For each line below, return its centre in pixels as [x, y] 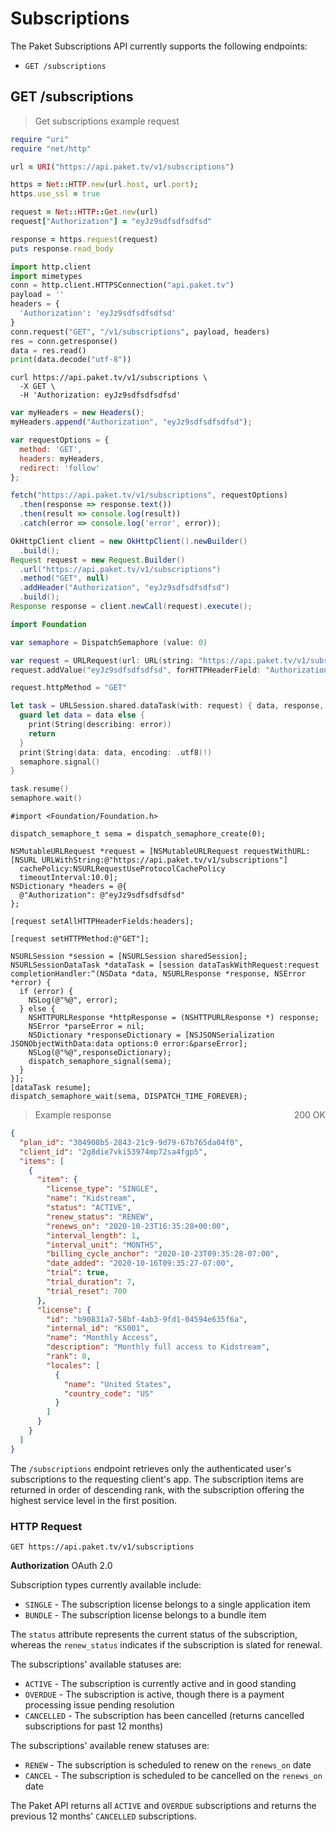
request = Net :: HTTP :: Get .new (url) [84, 212]
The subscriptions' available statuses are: [96, 1664]
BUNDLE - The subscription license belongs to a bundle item [145, 1614]
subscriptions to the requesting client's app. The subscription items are [157, 1479]
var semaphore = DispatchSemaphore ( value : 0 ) [109, 642]
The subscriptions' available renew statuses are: [110, 1745]
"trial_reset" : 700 [87, 1291]
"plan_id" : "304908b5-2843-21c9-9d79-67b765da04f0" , [131, 1142]
